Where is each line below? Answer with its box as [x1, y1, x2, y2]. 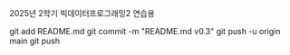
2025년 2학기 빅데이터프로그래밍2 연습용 [9, 8, 156, 18]
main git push [9, 35, 61, 46]
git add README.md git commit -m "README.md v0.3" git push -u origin [9, 26, 281, 36]
